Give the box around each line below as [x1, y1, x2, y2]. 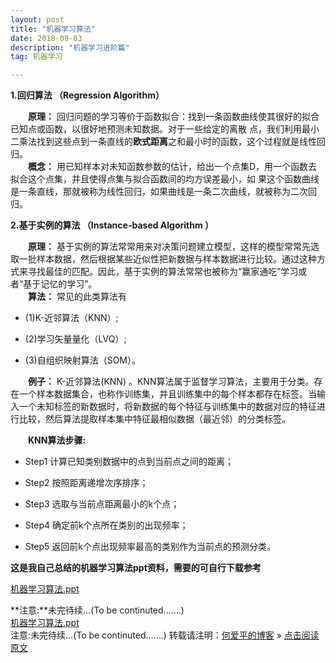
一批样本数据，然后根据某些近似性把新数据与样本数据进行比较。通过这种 [18, 253, 317, 265]
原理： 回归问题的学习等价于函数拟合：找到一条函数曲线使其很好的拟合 [28, 111, 320, 123]
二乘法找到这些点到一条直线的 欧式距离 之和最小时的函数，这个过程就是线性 [10, 136, 317, 148]
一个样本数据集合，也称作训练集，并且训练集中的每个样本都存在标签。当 [18, 388, 317, 400]
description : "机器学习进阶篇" [10, 42, 130, 53]
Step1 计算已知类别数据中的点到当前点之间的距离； [24, 456, 235, 468]
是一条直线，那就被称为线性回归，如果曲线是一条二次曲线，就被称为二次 [10, 186, 308, 198]
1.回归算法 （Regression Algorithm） [10, 89, 165, 101]
